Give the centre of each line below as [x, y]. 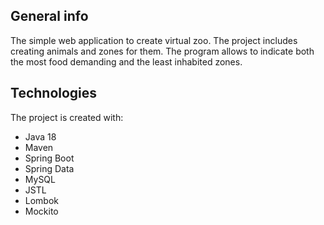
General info [49, 16]
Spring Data [49, 168]
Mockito [41, 211]
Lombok [42, 200]
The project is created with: [67, 117]
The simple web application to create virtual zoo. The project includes [154, 40]
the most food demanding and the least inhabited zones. [126, 61]
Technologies [54, 93]
